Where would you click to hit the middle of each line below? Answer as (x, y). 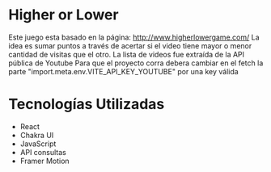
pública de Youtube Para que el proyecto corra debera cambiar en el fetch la (136, 63)
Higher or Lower (64, 15)
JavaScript (38, 144)
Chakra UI (37, 135)
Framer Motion (45, 161)
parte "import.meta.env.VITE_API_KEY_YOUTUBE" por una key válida (123, 71)
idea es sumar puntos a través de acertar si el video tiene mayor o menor (130, 45)
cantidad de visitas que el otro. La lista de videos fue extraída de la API (127, 54)
